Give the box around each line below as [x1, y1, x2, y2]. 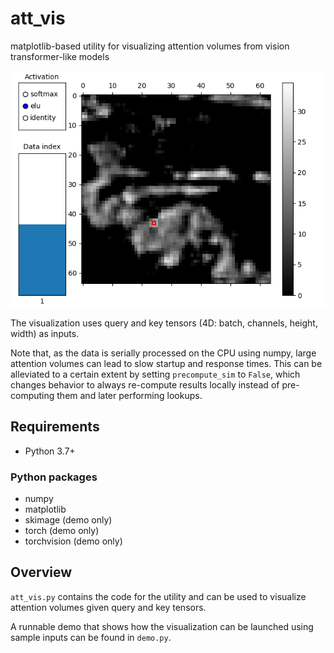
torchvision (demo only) [24, 535, 123, 547]
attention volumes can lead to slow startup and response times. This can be [10, 357, 323, 369]
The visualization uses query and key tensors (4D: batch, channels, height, [10, 317, 318, 329]
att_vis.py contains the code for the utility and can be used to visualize [10, 590, 307, 602]
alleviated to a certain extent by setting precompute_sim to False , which [10, 368, 301, 380]
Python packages [10, 470, 98, 484]
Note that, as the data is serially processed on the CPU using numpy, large [10, 347, 317, 359]
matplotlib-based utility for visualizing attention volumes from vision [10, 40, 290, 52]
